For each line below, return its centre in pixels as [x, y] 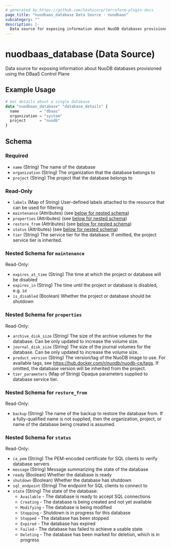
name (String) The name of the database [54, 167]
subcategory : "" [22, 19]
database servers [31, 464]
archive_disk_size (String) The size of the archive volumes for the [82, 336]
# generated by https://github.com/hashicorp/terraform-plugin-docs [79, 10]
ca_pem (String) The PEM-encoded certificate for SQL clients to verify [85, 459]
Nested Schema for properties [44, 315]
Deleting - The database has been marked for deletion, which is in [90, 535]
